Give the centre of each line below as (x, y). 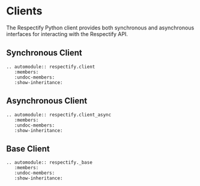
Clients (24, 11)
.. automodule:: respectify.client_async (59, 115)
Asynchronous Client (47, 101)
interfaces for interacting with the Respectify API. (67, 34)
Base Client (28, 148)
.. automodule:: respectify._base (50, 163)
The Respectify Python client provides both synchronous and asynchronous (100, 28)
